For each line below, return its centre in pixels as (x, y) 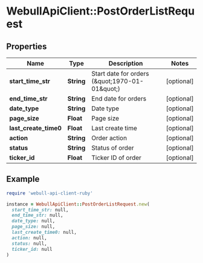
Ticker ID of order (117, 158)
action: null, (29, 238)
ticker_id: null (32, 249)
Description (126, 63)
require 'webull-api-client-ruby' (50, 193)
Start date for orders (120, 74)
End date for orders (119, 98)
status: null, (29, 244)
